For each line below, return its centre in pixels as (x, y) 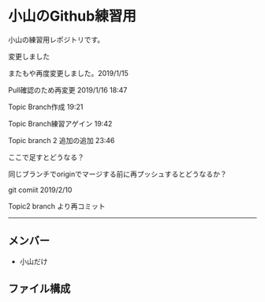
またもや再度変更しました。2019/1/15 (68, 73)
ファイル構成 (39, 289)
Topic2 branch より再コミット (57, 206)
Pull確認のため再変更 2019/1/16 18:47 (68, 90)
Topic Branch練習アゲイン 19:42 (60, 123)
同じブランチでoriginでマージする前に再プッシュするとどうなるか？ (118, 174)
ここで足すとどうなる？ (46, 157)
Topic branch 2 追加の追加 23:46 (62, 140)
